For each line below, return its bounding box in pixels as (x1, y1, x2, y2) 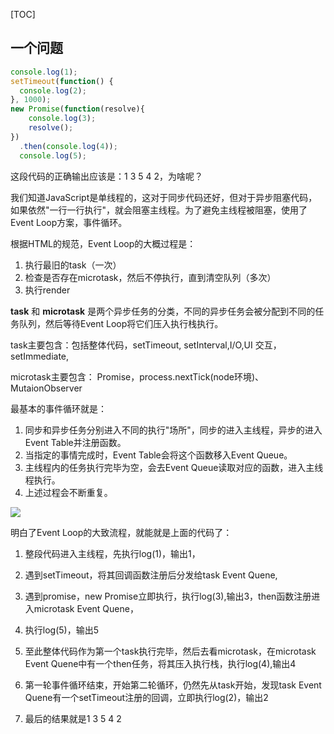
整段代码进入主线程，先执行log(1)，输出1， (24, 547, 201, 559)
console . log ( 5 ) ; (19, 150, 87, 161)
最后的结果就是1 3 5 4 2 (24, 712, 122, 724)
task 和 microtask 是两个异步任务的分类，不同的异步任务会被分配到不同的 (10, 305, 316, 317)
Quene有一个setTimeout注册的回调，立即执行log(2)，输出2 (24, 691, 269, 703)
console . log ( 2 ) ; (19, 85, 87, 96)
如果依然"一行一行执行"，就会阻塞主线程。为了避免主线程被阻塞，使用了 (10, 204, 308, 216)
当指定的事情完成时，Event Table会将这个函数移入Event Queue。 (24, 449, 293, 461)
